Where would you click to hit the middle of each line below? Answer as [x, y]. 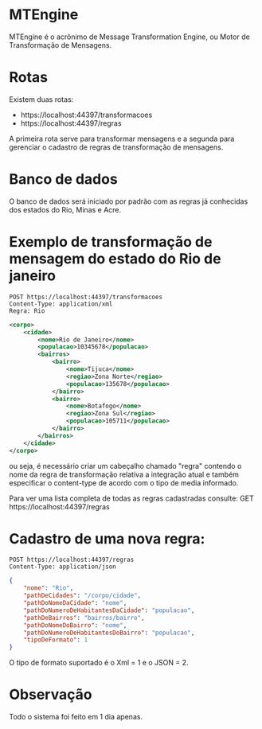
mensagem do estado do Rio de [115, 259]
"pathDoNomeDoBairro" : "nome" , [75, 625]
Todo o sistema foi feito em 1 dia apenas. [76, 717]
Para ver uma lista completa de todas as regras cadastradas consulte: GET [131, 498]
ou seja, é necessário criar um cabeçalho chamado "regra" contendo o [125, 466]
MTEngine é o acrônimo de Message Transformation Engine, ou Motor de [129, 37]
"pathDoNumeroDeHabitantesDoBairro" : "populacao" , [109, 633]
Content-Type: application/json [63, 567]
